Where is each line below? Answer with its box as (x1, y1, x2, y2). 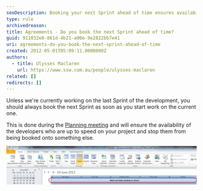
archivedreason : (6, 22, 47, 28)
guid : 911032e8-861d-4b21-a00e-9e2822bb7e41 (6, 35, 120, 42)
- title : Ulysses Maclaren (11, 60, 80, 66)
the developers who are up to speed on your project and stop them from (6, 128, 186, 135)
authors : (6, 54, 28, 60)
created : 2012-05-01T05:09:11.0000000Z (6, 48, 107, 54)
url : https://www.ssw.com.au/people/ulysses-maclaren (17, 67, 155, 73)
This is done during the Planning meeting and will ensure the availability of (6, 121, 192, 129)
